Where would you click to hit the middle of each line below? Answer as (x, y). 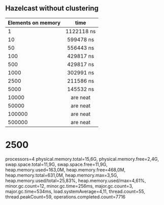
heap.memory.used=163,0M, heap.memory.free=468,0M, (65, 169)
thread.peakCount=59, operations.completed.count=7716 (65, 197)
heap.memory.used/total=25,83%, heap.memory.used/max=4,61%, (76, 181)
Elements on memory (34, 22)
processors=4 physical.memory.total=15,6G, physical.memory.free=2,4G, (82, 159)
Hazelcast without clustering (52, 8)
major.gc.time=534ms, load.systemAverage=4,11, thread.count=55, (75, 191)
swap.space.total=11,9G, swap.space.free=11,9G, (56, 164)
